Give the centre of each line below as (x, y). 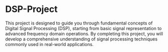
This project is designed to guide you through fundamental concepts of (79, 23)
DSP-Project (31, 9)
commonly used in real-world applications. (50, 44)
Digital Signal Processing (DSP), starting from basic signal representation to (83, 28)
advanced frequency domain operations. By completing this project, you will (84, 33)
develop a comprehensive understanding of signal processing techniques (81, 39)
